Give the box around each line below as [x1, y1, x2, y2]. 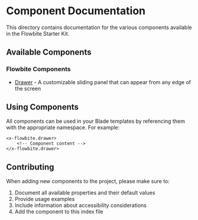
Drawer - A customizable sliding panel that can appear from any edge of [14, 78, 191, 85]
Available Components [6, 47, 92, 58]
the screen [14, 85, 41, 92]
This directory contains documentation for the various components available [6, 24, 192, 31]
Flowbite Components [6, 65, 71, 74]
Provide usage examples [14, 196, 75, 203]
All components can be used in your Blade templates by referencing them [6, 117, 185, 125]
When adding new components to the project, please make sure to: [6, 178, 170, 185]
